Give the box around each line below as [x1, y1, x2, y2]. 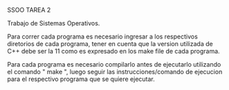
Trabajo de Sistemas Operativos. [7, 19, 100, 27]
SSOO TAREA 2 [7, 6, 51, 14]
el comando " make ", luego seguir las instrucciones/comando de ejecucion [7, 68, 223, 76]
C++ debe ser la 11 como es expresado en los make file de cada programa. [7, 47, 220, 55]
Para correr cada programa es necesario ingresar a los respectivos [7, 32, 199, 41]
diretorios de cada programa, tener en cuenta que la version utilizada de [7, 40, 213, 47]
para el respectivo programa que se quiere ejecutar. [7, 75, 156, 83]
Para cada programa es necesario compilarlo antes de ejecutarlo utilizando [7, 60, 221, 68]
